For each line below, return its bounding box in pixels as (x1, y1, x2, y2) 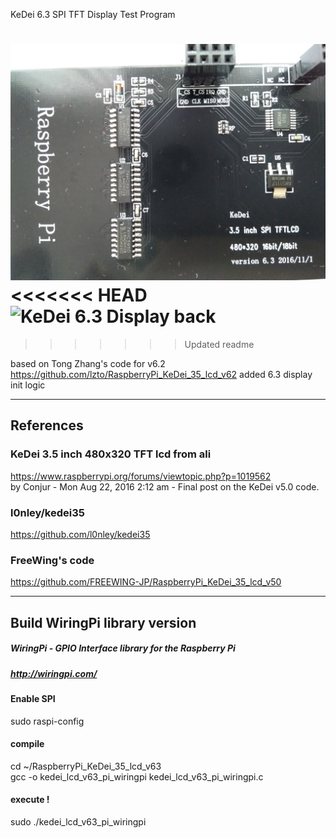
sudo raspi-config (10, 715, 85, 727)
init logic (10, 379, 46, 391)
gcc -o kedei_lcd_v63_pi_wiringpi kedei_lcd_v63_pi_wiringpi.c (10, 770, 264, 783)
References (10, 417, 84, 434)
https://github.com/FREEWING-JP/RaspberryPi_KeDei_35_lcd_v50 (10, 576, 282, 588)
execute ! (10, 794, 50, 806)
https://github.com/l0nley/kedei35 (10, 528, 151, 540)
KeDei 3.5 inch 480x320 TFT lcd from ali (10, 447, 212, 461)
